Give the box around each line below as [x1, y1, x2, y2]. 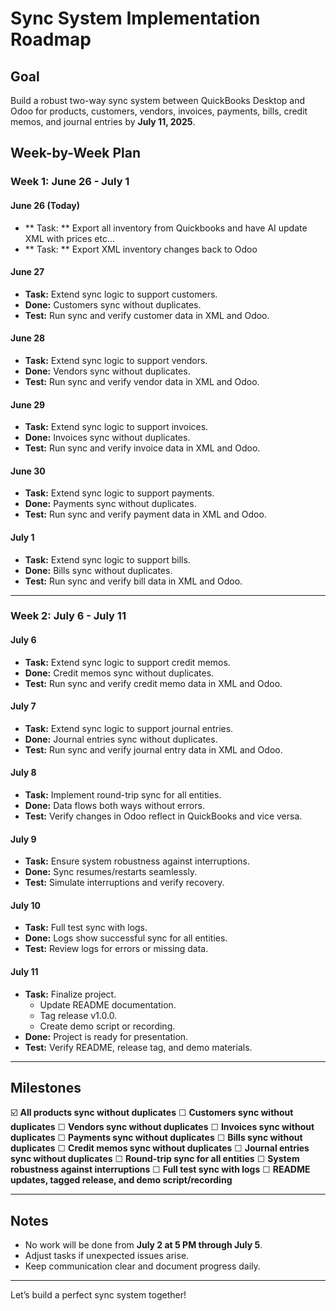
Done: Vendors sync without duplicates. [24, 365, 191, 377]
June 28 [10, 332, 46, 344]
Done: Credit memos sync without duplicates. [24, 667, 215, 679]
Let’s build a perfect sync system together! [10, 1289, 187, 1301]
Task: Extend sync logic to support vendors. [24, 354, 208, 366]
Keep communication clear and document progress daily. [24, 1260, 261, 1272]
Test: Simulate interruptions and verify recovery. [24, 877, 225, 889]
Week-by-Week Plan [10, 145, 142, 162]
